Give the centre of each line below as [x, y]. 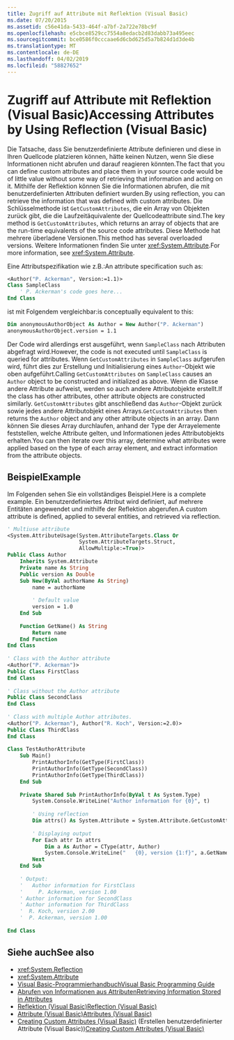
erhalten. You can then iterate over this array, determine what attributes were [117, 441]
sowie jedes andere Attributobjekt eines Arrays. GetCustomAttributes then [112, 411]
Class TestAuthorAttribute [46, 749]
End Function [39, 639]
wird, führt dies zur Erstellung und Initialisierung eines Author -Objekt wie [111, 366]
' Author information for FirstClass [78, 885]
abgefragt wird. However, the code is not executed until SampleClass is [107, 351]
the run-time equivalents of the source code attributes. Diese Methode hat [114, 230]
